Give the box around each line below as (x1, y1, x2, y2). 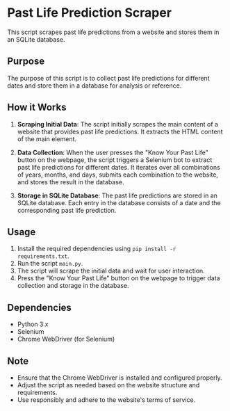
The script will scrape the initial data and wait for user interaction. (17, 266, 205, 275)
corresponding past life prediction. (17, 206, 117, 214)
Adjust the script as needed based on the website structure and (17, 381, 200, 389)
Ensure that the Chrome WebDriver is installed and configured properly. (17, 373, 222, 382)
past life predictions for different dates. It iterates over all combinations (17, 163, 220, 171)
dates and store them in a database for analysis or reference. (7, 81, 182, 90)
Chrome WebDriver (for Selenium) (17, 335, 115, 344)
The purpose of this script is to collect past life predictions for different (7, 74, 210, 82)
